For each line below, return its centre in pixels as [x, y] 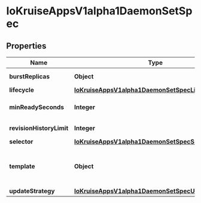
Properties [26, 46]
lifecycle [22, 90]
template [22, 166]
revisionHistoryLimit [39, 128]
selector [21, 142]
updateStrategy [32, 191]
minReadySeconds [37, 107]
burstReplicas [29, 76]
